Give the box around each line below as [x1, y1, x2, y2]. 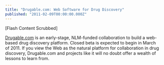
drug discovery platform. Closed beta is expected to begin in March [19, 40, 156, 45]
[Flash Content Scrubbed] [5, 25, 58, 31]
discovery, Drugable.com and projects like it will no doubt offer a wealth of [5, 50, 156, 56]
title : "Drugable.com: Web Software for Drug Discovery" [5, 7, 125, 12]
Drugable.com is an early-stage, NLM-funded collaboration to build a [5, 35, 145, 41]
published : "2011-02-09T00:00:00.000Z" [5, 12, 87, 17]
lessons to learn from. [5, 55, 50, 61]
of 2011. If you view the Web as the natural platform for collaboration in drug [5, 45, 159, 51]
